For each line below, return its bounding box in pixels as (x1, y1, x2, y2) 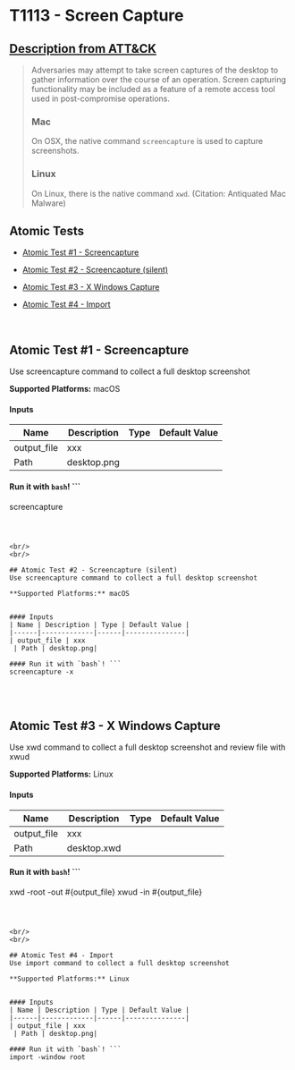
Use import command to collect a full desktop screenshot (9, 958, 230, 967)
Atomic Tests (9, 223, 85, 238)
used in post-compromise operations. (30, 93, 170, 104)
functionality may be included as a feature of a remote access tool (30, 84, 275, 94)
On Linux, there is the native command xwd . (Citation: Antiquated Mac (30, 188, 286, 199)
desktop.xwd (66, 842, 122, 854)
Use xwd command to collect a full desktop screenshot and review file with (9, 742, 286, 752)
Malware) (30, 198, 67, 208)
